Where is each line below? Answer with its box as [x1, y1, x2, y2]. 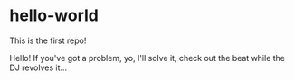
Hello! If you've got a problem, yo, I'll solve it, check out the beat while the [9, 52, 286, 63]
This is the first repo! [9, 35, 87, 46]
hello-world [9, 5, 100, 26]
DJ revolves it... [9, 62, 68, 73]
